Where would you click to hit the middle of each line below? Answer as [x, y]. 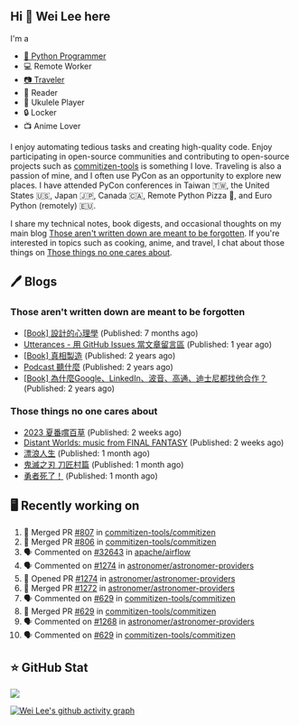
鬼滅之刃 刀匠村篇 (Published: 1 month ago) [103, 464]
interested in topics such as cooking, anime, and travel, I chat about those [148, 242]
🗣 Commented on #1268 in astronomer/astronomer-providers [139, 621]
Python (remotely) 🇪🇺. [53, 205]
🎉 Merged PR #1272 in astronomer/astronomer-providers [129, 588]
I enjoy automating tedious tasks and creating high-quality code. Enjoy [141, 146]
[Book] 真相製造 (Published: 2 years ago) [99, 355]
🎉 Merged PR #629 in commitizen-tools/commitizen [120, 611]
